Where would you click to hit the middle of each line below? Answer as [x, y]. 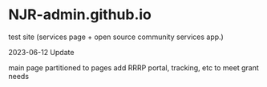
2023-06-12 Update [41, 52]
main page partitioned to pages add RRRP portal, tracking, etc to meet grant [133, 67]
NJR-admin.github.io [80, 15]
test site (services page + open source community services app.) [116, 37]
